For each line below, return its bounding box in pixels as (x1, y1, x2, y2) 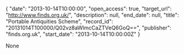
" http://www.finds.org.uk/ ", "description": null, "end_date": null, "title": (5, 11, 179, 19)
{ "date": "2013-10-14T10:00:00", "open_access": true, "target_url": (5, 5, 172, 12)
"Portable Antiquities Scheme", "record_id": (5, 18, 114, 25)
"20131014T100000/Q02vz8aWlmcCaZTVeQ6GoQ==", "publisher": (5, 24, 172, 31)
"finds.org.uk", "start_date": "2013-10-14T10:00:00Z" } (5, 31, 141, 38)
